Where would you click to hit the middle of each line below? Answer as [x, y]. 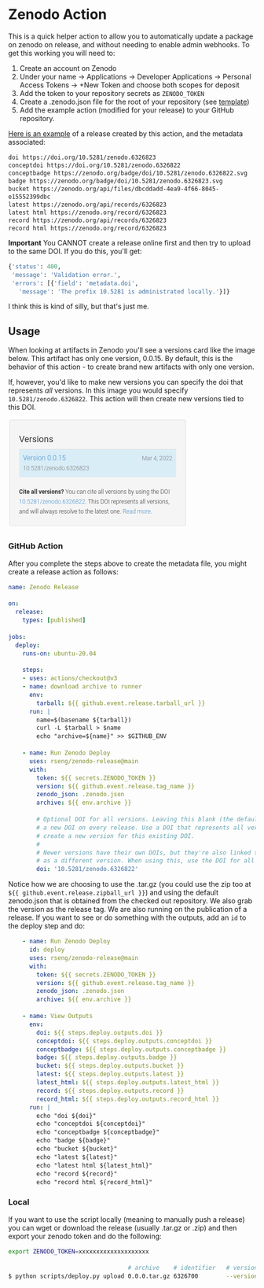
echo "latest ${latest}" [77, 1157]
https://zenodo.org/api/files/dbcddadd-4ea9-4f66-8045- [126, 189]
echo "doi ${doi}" [66, 1116]
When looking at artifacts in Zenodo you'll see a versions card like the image [132, 350]
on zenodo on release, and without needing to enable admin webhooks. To [129, 44]
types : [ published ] [54, 620]
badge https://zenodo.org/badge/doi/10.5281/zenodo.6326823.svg [115, 181]
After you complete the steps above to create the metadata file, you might [128, 563]
